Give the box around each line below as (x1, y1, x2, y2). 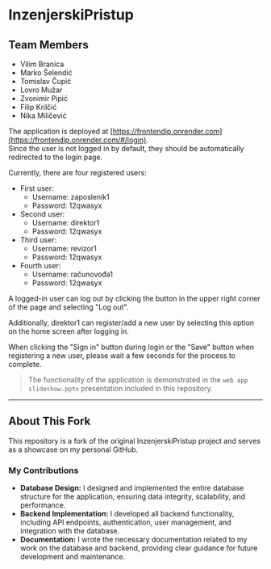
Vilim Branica (19, 59, 65, 69)
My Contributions (8, 465, 79, 476)
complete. (8, 360, 42, 369)
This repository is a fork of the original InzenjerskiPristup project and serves (8, 436, 261, 445)
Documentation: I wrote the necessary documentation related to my (19, 535, 248, 545)
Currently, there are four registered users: (8, 168, 147, 177)
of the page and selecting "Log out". (8, 302, 129, 312)
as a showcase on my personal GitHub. (8, 445, 139, 454)
